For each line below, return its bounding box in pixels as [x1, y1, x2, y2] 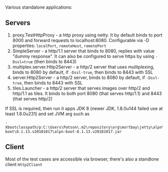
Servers [5, 18, 31, 27]
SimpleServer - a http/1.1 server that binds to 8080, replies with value [12, 47, 155, 54]
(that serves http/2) [12, 95, 52, 101]
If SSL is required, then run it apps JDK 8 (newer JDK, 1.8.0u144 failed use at [5, 105, 163, 111]
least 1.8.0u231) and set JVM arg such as [5, 110, 90, 116]
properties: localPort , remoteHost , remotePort [12, 42, 106, 48]
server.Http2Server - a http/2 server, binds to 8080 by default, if [12, 74, 145, 80]
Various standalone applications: [5, 4, 72, 10]
